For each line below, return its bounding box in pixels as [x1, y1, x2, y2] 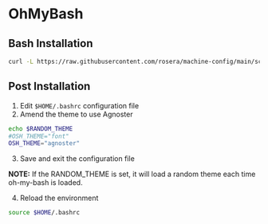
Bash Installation [8, 37, 93, 50]
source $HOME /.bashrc [8, 209, 81, 217]
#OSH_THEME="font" [8, 132, 69, 140]
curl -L [8, 57, 34, 65]
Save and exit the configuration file [19, 154, 136, 163]
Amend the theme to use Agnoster [19, 109, 133, 119]
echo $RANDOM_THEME [8, 124, 73, 132]
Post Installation [8, 80, 91, 93]
